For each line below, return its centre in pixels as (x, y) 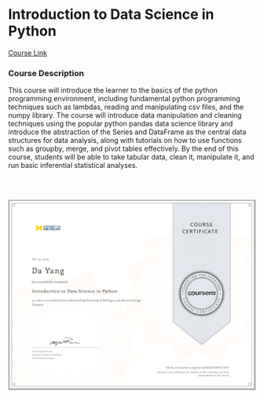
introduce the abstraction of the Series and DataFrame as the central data (127, 132)
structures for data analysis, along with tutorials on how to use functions (125, 141)
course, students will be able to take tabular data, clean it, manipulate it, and (131, 157)
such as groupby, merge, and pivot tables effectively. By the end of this (123, 149)
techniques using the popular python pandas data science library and (121, 124)
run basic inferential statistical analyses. (73, 166)
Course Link (27, 53)
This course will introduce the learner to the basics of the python (113, 90)
